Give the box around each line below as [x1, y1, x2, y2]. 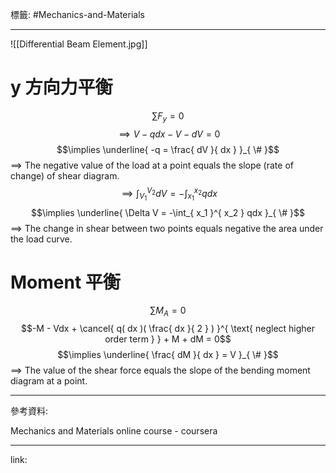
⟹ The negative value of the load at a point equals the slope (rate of [10, 159, 294, 171]
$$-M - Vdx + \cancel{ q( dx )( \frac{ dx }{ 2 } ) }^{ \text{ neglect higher [20, 323, 316, 335]
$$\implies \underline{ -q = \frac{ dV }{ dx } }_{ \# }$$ [56, 143, 280, 155]
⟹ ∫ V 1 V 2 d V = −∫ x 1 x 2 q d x [121, 185, 218, 203]
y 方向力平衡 [10, 76, 113, 99]
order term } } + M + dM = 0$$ [104, 333, 232, 345]
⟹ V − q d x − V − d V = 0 [118, 128, 221, 140]
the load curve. [10, 233, 73, 245]
